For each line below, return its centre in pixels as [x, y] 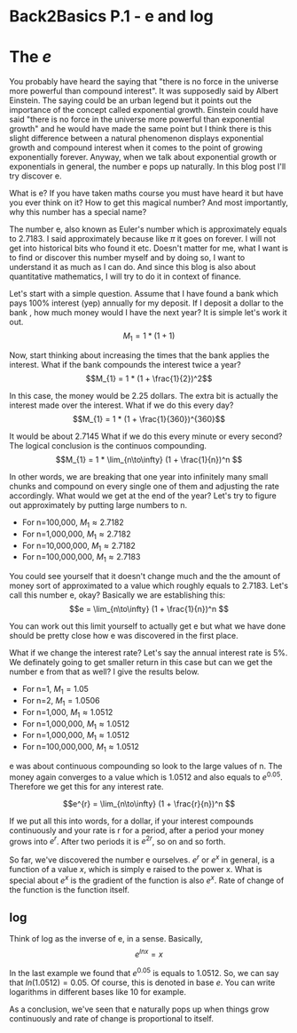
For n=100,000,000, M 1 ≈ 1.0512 [81, 748]
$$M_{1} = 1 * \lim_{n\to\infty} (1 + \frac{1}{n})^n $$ [149, 459]
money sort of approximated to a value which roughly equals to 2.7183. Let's [149, 586]
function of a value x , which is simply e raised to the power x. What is [136, 869]
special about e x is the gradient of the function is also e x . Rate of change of [147, 879]
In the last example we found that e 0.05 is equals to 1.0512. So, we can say [144, 972]
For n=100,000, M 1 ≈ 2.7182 [73, 523]
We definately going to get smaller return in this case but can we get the [141, 663]
